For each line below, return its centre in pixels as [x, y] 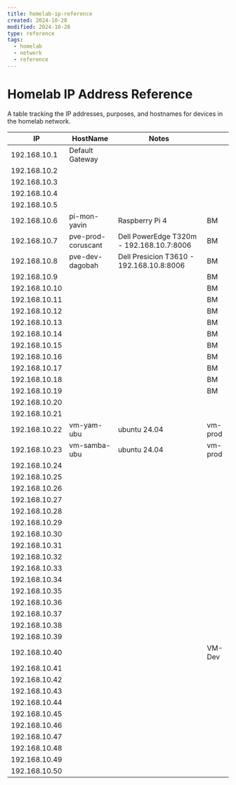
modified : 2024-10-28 [39, 27]
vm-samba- [90, 445]
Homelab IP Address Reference [100, 94]
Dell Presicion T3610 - [156, 256]
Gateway [84, 159]
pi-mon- [84, 216]
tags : [15, 40]
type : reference [31, 33]
